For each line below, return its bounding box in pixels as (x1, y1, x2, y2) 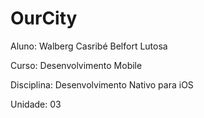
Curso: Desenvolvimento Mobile (10, 59, 143, 71)
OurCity (10, 7, 78, 30)
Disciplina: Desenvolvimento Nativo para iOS (10, 78, 194, 91)
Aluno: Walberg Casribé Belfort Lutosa (10, 40, 168, 52)
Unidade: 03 (10, 98, 62, 110)
